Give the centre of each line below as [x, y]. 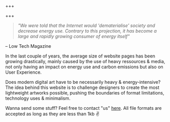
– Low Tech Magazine [28, 46]
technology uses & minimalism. [38, 98]
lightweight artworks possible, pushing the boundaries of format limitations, [85, 93]
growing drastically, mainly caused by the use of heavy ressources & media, [85, 61]
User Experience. [23, 72]
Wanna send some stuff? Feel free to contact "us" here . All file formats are [83, 108]
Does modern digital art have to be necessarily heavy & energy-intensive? [83, 82]
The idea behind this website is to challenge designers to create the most [82, 87]
